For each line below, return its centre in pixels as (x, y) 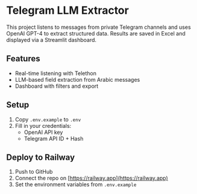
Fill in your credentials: (43, 126)
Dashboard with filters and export (57, 86)
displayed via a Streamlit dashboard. (52, 40)
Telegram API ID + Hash (54, 138)
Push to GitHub (34, 172)
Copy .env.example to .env (48, 119)
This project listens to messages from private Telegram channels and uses (98, 27)
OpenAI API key (43, 132)
